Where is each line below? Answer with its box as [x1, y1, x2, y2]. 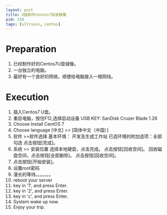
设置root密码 [13, 165, 40, 171]
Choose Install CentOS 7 [13, 121, 65, 127]
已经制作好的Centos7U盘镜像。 [13, 61, 79, 67]
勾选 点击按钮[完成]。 [13, 140, 58, 146]
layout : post [6, 7, 34, 13]
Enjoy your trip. [13, 204, 45, 210]
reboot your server [13, 177, 53, 183]
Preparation [6, 44, 57, 55]
